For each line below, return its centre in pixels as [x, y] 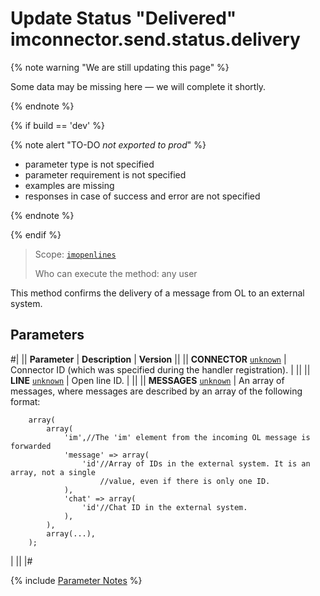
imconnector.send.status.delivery [155, 39]
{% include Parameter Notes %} [76, 580]
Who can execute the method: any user [116, 273]
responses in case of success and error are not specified [142, 196]
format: [25, 401]
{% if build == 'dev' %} [57, 125]
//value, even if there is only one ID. [185, 481]
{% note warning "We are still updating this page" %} [120, 67]
